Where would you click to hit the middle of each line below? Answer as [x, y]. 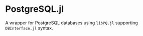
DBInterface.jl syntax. [29, 28]
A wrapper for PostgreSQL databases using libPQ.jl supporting [71, 23]
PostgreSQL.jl [35, 9]
